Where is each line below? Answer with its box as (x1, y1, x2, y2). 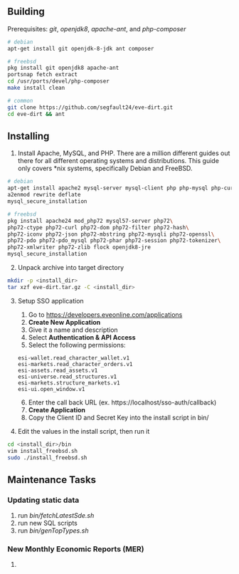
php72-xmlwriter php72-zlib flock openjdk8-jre (7, 244, 152, 251)
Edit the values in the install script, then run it (17, 427, 150, 435)
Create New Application (28, 318, 101, 326)
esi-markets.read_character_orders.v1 (17, 360, 133, 367)
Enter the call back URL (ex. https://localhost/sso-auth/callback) (28, 398, 217, 407)
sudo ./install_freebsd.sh (7, 454, 87, 461)
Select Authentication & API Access (28, 333, 136, 341)
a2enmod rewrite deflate (7, 192, 81, 199)
